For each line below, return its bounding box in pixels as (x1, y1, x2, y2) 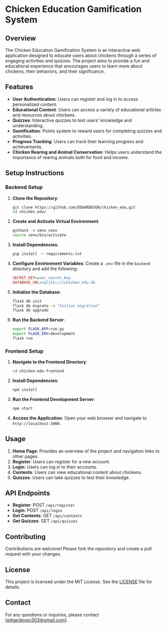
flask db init (12, 298, 42, 304)
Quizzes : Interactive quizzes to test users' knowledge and (12, 117, 132, 123)
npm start (12, 406, 33, 411)
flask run (12, 336, 33, 341)
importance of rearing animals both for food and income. (12, 154, 129, 160)
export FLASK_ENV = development (12, 331, 76, 336)
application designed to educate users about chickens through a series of (5, 52, 157, 58)
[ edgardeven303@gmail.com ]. (5, 617, 68, 623)
